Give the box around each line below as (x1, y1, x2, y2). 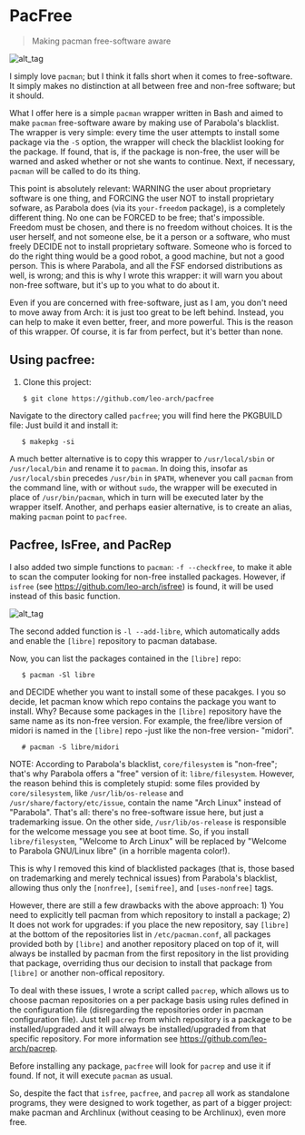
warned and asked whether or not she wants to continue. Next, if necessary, (9, 155, 296, 166)
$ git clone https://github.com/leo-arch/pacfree (22, 394, 215, 403)
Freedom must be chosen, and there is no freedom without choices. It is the (9, 222, 293, 232)
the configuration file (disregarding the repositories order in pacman (9, 1004, 264, 1015)
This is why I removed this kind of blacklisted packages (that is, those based (9, 863, 295, 873)
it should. (9, 90, 44, 101)
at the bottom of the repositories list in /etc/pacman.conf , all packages (9, 928, 271, 940)
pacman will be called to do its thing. (9, 165, 141, 176)
